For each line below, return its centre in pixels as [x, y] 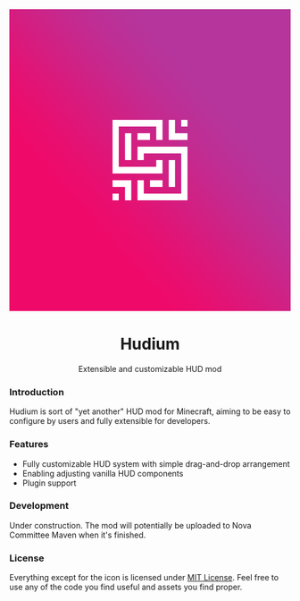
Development [39, 506]
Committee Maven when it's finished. [78, 535]
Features [29, 444]
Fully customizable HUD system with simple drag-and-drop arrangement [156, 463]
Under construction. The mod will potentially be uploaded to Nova [130, 525]
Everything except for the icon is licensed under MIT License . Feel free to [144, 578]
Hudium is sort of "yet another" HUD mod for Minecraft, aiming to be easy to [150, 411]
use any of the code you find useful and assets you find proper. [126, 587]
